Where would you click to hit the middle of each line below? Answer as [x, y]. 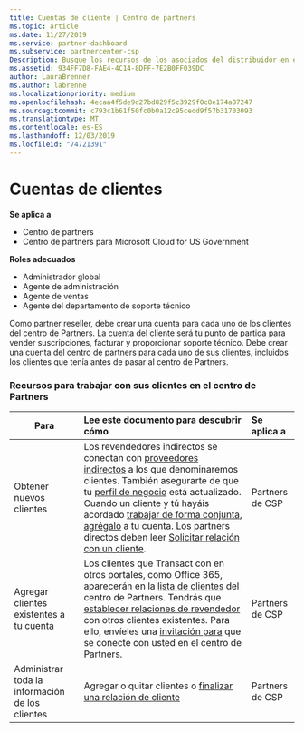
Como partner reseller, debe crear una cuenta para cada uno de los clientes [151, 323]
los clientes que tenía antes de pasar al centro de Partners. [119, 361]
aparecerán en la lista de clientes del [161, 586]
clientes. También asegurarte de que [161, 480]
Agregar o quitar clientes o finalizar [158, 686]
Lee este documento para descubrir [162, 420]
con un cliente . [115, 548]
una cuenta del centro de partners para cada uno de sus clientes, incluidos [149, 352]
